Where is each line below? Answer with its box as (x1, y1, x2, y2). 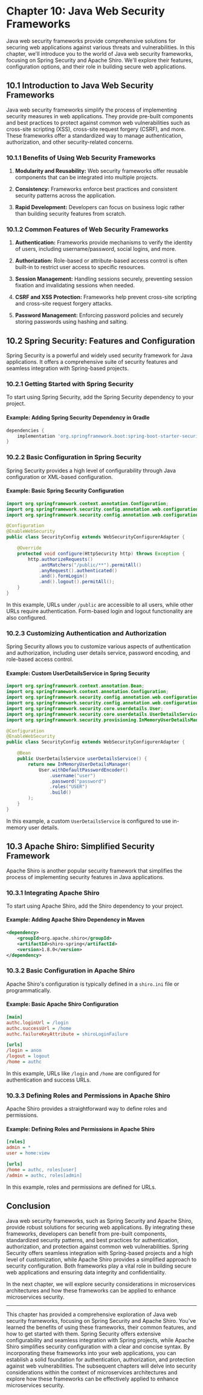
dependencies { (6, 427, 45, 433)
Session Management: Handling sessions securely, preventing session (14, 275, 193, 283)
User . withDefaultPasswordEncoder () (38, 767, 129, 773)
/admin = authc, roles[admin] (6, 1172, 83, 1179)
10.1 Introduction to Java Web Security (6, 81, 154, 91)
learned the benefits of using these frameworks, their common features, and (6, 1323, 197, 1331)
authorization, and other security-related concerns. (6, 138, 134, 146)
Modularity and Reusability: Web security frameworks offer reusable (14, 167, 188, 175)
